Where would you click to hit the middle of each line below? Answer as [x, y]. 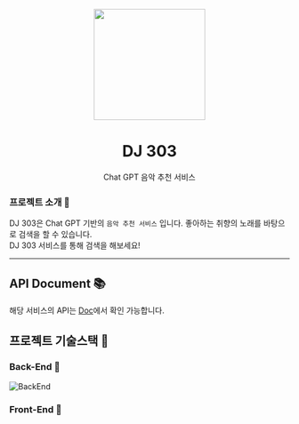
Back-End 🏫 [35, 367]
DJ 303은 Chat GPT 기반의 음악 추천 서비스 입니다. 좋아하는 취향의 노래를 [135, 223]
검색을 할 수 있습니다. [55, 235]
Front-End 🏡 [36, 409]
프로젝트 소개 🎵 [40, 202]
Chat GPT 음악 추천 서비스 [149, 177]
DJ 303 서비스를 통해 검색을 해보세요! [75, 245]
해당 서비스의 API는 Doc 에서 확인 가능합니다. [87, 310]
